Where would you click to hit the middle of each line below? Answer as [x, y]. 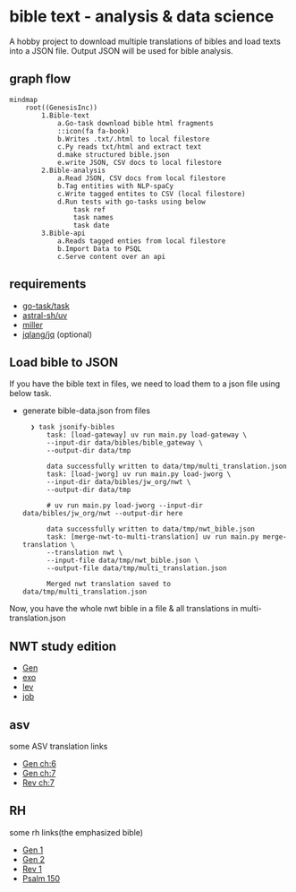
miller [32, 325]
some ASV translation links [59, 746]
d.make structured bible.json [113, 154]
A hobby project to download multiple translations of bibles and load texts [145, 41]
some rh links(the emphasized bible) [76, 832]
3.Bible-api [64, 233]
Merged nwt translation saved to [109, 585]
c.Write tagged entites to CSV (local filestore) [151, 194]
